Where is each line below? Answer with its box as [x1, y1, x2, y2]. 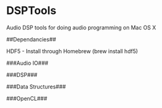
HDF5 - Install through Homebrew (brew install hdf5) [6, 47, 138, 55]
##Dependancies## [6, 35, 57, 43]
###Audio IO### [6, 59, 49, 67]
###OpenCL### [6, 95, 48, 102]
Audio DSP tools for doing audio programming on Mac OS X [6, 24, 157, 31]
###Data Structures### [6, 83, 66, 90]
